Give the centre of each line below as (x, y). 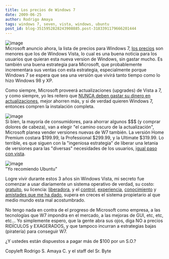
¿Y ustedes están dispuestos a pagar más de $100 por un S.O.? (71, 241)
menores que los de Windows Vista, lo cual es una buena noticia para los (81, 54)
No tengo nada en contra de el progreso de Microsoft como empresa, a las (83, 210)
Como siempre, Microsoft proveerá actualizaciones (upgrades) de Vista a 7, (84, 90)
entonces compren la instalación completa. (50, 107)
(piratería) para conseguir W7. (36, 231)
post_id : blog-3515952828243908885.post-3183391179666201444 (71, 29)
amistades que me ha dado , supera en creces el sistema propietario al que (83, 195)
